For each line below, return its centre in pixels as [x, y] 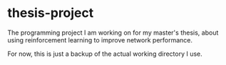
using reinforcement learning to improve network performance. [100, 40]
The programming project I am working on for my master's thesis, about [113, 32]
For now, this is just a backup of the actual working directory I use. [105, 54]
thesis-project [51, 13]
